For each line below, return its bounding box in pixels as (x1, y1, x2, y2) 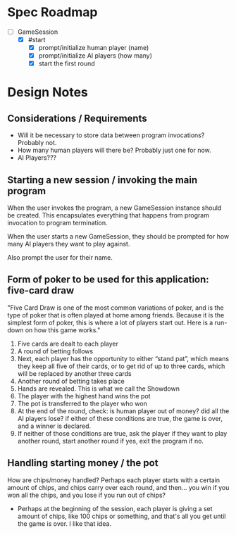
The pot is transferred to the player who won (17, 399, 148, 408)
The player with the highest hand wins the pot (17, 391, 151, 400)
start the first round (38, 59, 95, 68)
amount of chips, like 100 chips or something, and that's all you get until (17, 512, 226, 520)
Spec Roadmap (7, 4, 98, 20)
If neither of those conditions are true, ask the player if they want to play (17, 429, 228, 437)
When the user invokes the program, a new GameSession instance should (7, 203, 222, 212)
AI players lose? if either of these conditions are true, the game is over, (17, 414, 223, 422)
